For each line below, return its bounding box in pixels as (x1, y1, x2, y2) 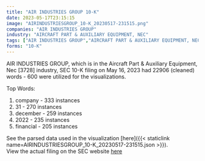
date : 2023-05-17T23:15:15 (6, 15, 75, 21)
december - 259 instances (15, 110, 82, 117)
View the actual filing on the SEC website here (6, 148, 123, 155)
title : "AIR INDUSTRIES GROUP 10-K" (6, 9, 99, 15)
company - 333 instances (15, 96, 81, 104)
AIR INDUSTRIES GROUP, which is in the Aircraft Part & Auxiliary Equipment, (6, 59, 198, 67)
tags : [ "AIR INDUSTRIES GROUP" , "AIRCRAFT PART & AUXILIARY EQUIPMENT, (6, 37, 190, 43)
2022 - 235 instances (15, 116, 70, 123)
